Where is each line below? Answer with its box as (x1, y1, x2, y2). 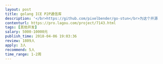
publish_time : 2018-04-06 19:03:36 (5, 34, 77, 39)
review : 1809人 (5, 38, 35, 43)
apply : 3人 (5, 43, 27, 48)
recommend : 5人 (5, 47, 35, 52)
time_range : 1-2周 (5, 51, 42, 57)
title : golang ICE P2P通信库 (5, 12, 62, 16)
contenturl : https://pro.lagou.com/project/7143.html (5, 20, 116, 26)
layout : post (5, 7, 32, 12)
